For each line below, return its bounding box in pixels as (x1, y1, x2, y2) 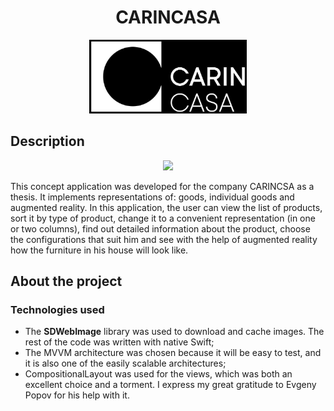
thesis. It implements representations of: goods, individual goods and (10, 191, 295, 203)
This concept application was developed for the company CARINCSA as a (10, 180, 315, 192)
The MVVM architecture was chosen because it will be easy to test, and (24, 347, 322, 359)
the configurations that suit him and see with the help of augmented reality (10, 233, 318, 245)
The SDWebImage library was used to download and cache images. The (24, 326, 325, 338)
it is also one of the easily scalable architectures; (24, 357, 227, 370)
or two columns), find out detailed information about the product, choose (10, 222, 311, 235)
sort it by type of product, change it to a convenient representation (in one (10, 212, 316, 224)
